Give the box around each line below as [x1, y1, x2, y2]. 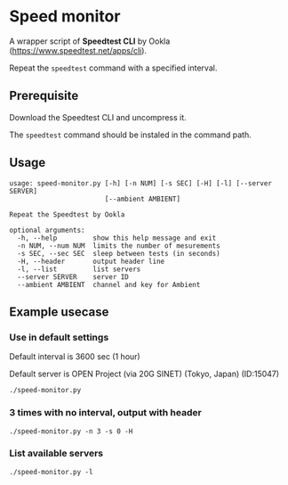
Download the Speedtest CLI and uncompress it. [9, 111, 187, 122]
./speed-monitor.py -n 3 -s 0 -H [9, 426, 133, 436]
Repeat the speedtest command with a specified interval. [9, 62, 218, 73]
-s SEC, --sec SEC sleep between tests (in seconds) [17, 249, 220, 258]
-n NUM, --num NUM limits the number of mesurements [17, 241, 220, 251]
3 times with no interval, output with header [9, 407, 202, 419]
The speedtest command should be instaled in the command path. [9, 129, 252, 140]
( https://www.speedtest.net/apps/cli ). [9, 45, 148, 55]
